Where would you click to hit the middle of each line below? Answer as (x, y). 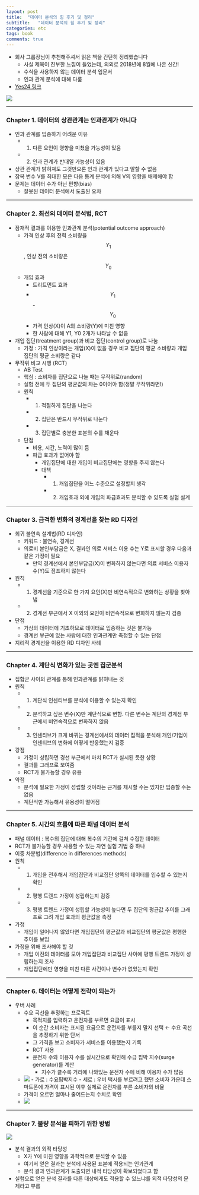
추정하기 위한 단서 (60, 1035)
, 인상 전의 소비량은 (46, 256)
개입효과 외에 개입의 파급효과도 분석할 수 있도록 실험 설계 (125, 497)
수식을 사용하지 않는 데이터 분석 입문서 (68, 72)
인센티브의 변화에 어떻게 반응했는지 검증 (78, 743)
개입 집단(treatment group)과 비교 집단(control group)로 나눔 (86, 340)
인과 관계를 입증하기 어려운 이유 (51, 134)
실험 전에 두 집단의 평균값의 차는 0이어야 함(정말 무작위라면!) (94, 384)
